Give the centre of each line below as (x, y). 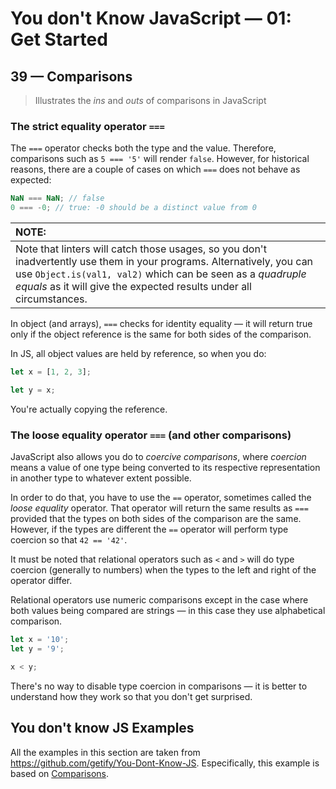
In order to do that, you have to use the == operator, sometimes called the (161, 498)
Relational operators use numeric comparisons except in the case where (159, 600)
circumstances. (51, 299)
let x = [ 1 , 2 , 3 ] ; (51, 372)
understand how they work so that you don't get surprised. (131, 696)
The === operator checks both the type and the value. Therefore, (143, 148)
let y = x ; (33, 390)
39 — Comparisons (71, 76)
